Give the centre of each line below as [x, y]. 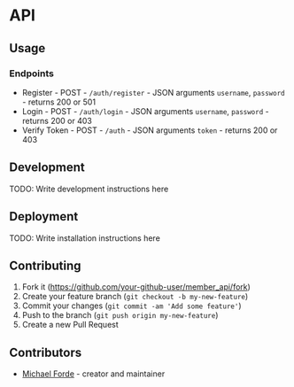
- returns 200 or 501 [58, 102]
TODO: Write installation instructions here [85, 238]
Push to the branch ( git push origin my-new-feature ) [120, 315]
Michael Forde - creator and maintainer [93, 374]
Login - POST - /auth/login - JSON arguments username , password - [145, 111]
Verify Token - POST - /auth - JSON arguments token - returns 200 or [150, 130]
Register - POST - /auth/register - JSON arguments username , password [153, 92]
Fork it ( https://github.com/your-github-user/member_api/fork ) [136, 287]
